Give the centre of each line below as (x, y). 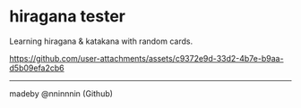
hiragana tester (67, 17)
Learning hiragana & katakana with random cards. (101, 41)
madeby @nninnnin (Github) (61, 93)
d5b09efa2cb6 (37, 68)
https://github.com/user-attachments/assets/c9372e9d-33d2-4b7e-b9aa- (146, 58)
